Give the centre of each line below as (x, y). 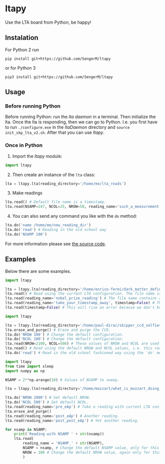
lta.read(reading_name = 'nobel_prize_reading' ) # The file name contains (81, 298)
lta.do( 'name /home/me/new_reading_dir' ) (48, 225)
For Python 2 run (22, 49)
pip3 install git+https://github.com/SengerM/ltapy (59, 77)
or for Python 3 (20, 68)
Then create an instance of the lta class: (54, 174)
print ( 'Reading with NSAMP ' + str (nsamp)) (59, 434)
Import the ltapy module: (37, 156)
